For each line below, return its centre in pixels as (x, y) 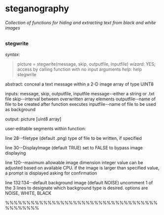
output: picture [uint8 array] (33, 119)
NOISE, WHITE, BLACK (28, 193)
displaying (16, 153)
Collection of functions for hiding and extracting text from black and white (81, 22)
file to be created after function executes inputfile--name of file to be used (81, 104)
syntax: (13, 54)
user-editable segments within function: (46, 129)
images (13, 28)
